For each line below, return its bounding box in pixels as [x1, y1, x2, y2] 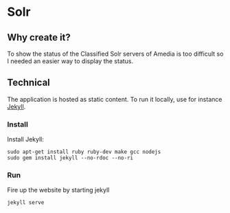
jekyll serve [7, 199, 45, 206]
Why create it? [7, 32, 71, 43]
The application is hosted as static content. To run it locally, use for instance [7, 95, 222, 103]
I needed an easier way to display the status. [7, 57, 134, 65]
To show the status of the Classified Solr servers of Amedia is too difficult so [7, 49, 224, 58]
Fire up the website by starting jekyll [7, 186, 110, 194]
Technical [7, 77, 50, 89]
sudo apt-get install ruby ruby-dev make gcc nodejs [7, 148, 161, 155]
